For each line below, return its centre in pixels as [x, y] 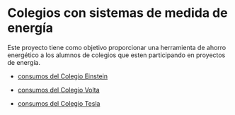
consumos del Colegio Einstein [63, 76]
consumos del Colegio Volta [59, 90]
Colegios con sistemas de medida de [117, 13]
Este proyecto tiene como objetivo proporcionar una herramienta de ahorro [117, 47]
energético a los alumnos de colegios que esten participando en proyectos [116, 55]
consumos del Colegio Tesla [59, 103]
